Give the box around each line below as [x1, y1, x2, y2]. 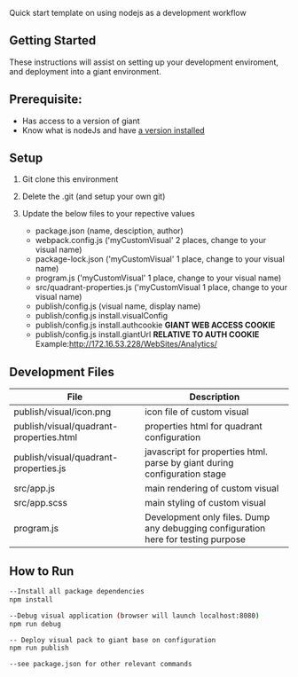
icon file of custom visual [145, 405, 249, 418]
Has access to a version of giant [21, 115, 140, 126]
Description [189, 390, 240, 403]
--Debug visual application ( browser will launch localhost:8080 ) [9, 611, 260, 620]
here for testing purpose [145, 533, 247, 546]
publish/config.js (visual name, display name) [35, 301, 201, 311]
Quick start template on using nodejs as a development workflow [9, 8, 247, 18]
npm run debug [9, 619, 62, 628]
